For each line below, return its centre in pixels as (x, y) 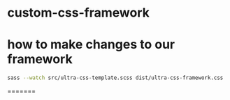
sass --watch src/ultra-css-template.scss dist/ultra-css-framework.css (115, 78)
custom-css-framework (79, 13)
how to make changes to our (91, 45)
